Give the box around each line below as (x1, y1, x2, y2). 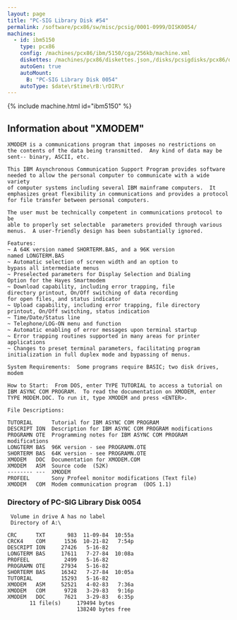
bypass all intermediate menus (7, 265, 99, 272)
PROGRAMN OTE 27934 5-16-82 (7, 563, 109, 570)
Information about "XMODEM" (7, 122, 145, 134)
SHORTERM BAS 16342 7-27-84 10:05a (7, 569, 134, 576)
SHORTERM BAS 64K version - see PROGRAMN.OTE (7, 450, 147, 458)
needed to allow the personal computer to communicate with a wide (7, 172, 210, 179)
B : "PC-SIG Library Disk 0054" (25, 76, 119, 83)
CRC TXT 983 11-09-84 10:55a (7, 532, 134, 539)
